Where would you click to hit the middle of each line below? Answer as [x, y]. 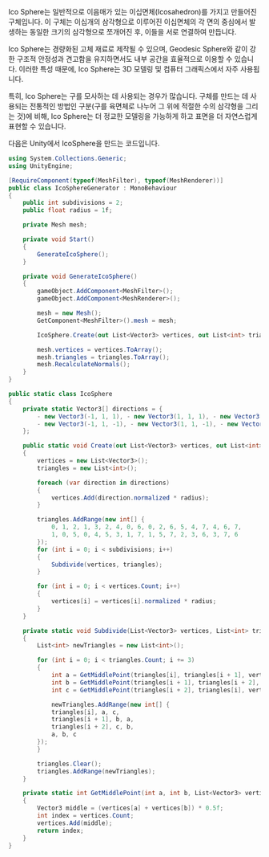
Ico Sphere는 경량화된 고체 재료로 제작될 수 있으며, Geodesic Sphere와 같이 [128, 49]
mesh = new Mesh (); [70, 313]
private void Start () [58, 239]
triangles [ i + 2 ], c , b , [92, 727]
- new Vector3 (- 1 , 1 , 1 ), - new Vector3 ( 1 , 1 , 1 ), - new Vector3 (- [152, 416]
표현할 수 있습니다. [37, 126]
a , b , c [64, 735]
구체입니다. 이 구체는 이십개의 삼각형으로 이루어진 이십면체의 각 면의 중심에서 [128, 22]
